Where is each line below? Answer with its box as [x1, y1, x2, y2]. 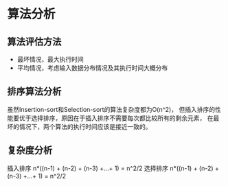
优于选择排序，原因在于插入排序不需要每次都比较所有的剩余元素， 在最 [19, 114, 220, 122]
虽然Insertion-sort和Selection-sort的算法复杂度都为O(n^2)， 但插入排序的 [7, 105, 215, 113]
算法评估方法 [7, 36, 62, 47]
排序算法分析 [7, 86, 62, 97]
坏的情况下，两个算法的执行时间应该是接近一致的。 [7, 122, 152, 130]
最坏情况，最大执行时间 [16, 56, 84, 63]
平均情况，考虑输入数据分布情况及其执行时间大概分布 [16, 64, 168, 72]
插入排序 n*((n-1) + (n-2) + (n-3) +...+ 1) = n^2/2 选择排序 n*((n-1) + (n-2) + [7, 164, 220, 172]
